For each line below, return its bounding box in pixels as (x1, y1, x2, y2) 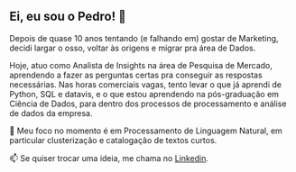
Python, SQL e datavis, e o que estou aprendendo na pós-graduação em (9, 88, 280, 99)
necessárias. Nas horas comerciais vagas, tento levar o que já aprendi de (9, 78, 282, 90)
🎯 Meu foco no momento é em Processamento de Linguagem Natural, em (9, 125, 282, 136)
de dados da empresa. (9, 107, 93, 118)
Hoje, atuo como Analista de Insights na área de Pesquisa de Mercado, (9, 59, 273, 70)
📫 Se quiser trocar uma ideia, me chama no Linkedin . (9, 152, 209, 163)
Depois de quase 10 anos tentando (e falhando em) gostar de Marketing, (9, 32, 279, 43)
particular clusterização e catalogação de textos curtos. (9, 134, 217, 145)
